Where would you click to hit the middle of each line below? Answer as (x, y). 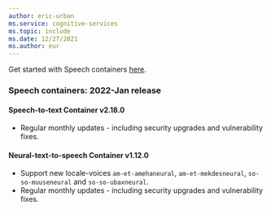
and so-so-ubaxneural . (111, 182)
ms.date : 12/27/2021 (44, 39)
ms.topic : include (39, 31)
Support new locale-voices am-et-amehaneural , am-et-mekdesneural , (133, 173)
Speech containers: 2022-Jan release (85, 90)
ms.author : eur (34, 46)
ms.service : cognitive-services (63, 24)
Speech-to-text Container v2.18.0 (67, 110)
